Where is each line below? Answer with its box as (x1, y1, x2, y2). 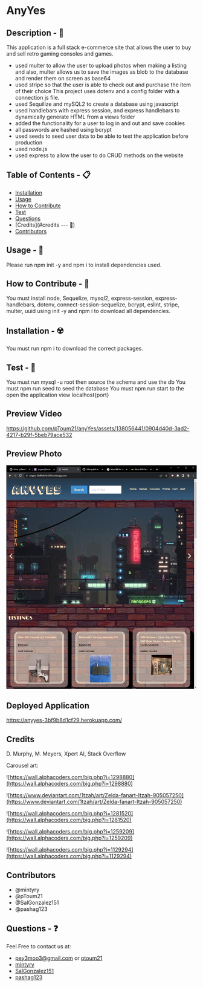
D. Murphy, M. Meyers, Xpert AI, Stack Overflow (6, 750, 126, 757)
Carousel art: (6, 762, 39, 769)
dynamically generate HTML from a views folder (14, 113, 135, 120)
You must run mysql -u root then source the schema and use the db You (6, 378, 186, 386)
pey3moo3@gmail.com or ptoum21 (14, 954, 103, 962)
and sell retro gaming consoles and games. (6, 50, 114, 57)
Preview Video (6, 409, 62, 419)
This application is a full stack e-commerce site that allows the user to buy (6, 44, 192, 51)
